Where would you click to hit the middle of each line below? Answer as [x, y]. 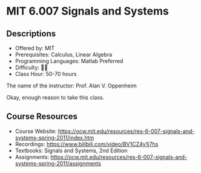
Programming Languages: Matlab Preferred [69, 61]
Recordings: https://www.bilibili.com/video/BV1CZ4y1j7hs [87, 144]
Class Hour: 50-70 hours [46, 74]
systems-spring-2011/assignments [58, 163]
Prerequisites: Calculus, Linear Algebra [64, 55]
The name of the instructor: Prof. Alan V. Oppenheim [72, 86]
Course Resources [42, 117]
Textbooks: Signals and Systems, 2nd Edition [71, 151]
